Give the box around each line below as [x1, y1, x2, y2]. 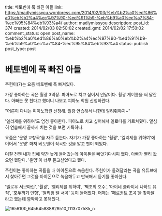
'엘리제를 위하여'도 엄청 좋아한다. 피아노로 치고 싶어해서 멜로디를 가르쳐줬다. [5, 118, 148, 124]
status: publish [119, 41, 148, 46]
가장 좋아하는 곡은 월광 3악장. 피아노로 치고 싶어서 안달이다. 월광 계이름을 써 [5, 91, 148, 97]
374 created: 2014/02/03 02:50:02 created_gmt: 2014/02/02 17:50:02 [5, 25, 144, 31]
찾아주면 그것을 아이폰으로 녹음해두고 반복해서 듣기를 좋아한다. [10, 173, 128, 179]
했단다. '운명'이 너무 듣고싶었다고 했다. [14, 157, 86, 163]
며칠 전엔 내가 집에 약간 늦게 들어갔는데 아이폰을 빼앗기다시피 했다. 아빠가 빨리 [5, 151, 152, 157]
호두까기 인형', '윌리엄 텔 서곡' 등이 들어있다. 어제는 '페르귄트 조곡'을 [14, 190, 142, 196]
